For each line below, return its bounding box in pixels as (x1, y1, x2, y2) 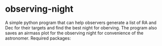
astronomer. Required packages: (5, 35, 71, 41)
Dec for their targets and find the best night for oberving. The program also (5, 24, 157, 30)
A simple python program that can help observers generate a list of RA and (5, 20, 157, 25)
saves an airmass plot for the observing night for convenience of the (5, 30, 144, 36)
